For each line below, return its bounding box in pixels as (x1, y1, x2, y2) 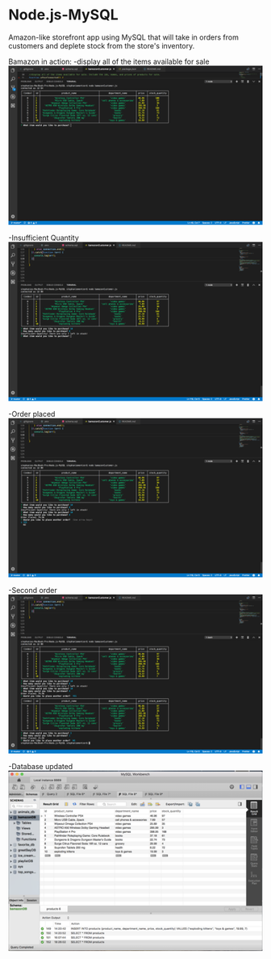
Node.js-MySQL (8, 6, 119, 24)
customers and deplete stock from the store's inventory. (8, 40, 195, 50)
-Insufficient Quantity (8, 233, 79, 242)
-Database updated (8, 761, 73, 771)
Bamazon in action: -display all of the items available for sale (8, 57, 210, 66)
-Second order (8, 585, 58, 595)
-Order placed (8, 409, 56, 419)
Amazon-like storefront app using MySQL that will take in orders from (8, 32, 240, 42)
